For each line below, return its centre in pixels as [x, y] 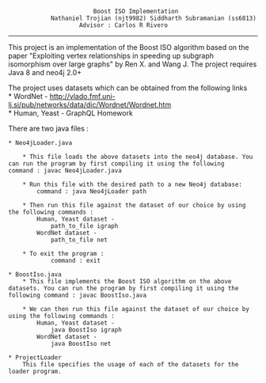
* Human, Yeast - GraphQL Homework [70, 113]
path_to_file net [79, 240]
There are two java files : [49, 128]
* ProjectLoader [35, 358]
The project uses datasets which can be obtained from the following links [128, 88]
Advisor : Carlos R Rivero [123, 25]
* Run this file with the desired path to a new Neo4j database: [133, 184]
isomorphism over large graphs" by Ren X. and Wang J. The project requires [133, 64]
